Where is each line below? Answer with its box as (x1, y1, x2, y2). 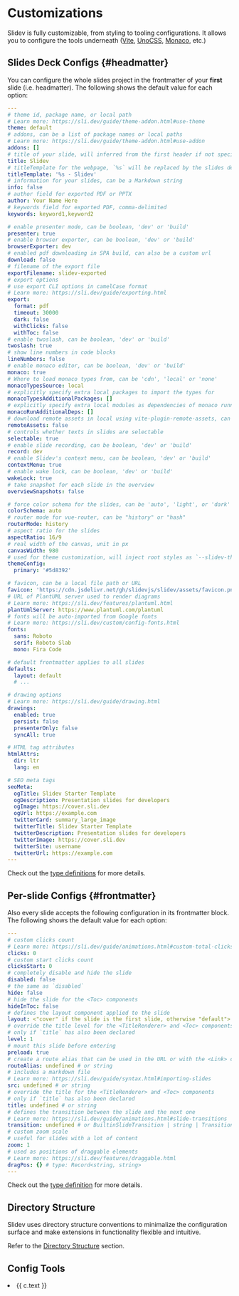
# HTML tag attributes (7, 744, 75, 752)
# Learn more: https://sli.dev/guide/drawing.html (7, 698, 161, 705)
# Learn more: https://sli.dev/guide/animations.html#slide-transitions (7, 1115, 228, 1122)
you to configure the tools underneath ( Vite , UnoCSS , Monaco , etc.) (7, 36, 206, 44)
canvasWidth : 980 (7, 547, 59, 554)
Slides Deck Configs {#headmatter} (7, 57, 169, 69)
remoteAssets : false (7, 421, 69, 428)
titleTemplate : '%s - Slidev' (7, 171, 97, 178)
